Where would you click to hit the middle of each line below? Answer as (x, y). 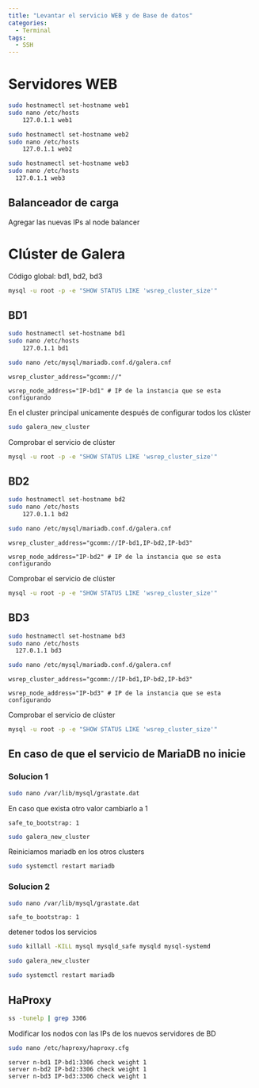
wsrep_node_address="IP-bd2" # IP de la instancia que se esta (115, 557)
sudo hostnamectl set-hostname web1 (69, 105)
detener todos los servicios (53, 932)
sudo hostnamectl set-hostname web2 (69, 134)
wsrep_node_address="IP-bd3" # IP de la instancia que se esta (115, 693)
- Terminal (33, 30)
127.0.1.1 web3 (40, 178)
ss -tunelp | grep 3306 (48, 1018)
